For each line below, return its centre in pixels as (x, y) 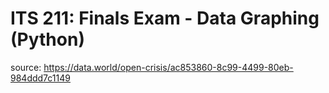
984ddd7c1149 (40, 78)
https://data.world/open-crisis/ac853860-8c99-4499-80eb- (168, 67)
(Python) (47, 39)
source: (26, 67)
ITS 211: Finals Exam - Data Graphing (165, 18)
